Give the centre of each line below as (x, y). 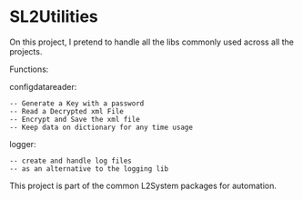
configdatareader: (43, 86)
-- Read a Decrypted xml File (67, 111)
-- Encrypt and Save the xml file (75, 119)
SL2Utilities (54, 17)
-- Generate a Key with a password (77, 103)
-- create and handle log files (71, 161)
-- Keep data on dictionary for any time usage (101, 127)
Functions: (29, 69)
